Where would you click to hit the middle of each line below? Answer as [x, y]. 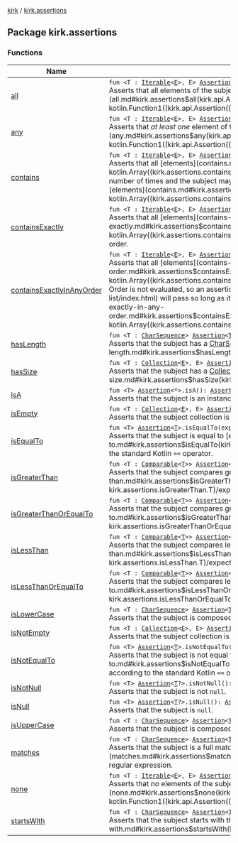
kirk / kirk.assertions [37, 10]
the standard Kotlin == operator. [161, 453]
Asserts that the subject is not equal [169, 655]
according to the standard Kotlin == [166, 673]
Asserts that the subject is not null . [168, 691]
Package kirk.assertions [62, 32]
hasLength [29, 344]
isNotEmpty [30, 633]
